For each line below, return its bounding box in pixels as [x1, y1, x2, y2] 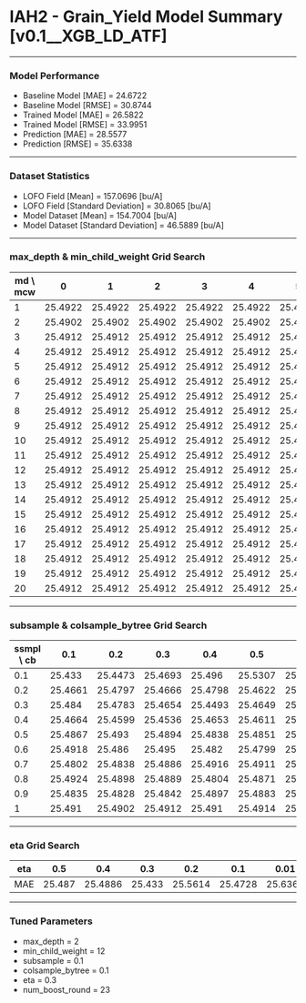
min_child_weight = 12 [22, 945, 106, 957]
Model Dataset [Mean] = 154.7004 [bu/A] [22, 209, 178, 220]
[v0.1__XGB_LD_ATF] [9, 25, 168, 46]
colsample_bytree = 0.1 [22, 965, 109, 976]
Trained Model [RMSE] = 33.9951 [22, 119, 148, 130]
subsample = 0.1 [22, 955, 84, 966]
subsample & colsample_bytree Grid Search [9, 619, 208, 632]
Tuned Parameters [9, 915, 93, 927]
